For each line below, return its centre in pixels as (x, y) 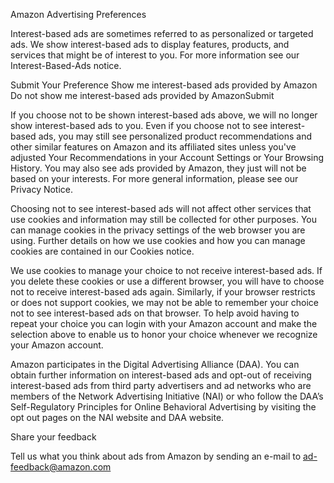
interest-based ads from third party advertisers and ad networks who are (161, 385)
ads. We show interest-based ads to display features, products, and (150, 44)
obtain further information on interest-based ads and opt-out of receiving (161, 375)
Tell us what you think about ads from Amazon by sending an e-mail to (156, 456)
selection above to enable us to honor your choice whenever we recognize (164, 334)
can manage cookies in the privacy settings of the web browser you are (158, 230)
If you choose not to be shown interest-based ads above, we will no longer (164, 115)
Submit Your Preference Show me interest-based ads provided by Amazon (164, 85)
